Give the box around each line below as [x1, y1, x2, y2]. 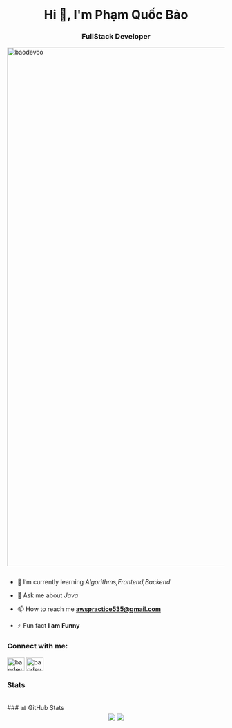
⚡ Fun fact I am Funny [17, 622, 81, 630]
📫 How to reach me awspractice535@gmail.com [17, 605, 161, 613]
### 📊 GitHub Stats [7, 704, 64, 712]
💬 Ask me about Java [17, 591, 79, 599]
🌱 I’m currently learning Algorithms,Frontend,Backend [17, 578, 171, 586]
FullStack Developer [81, 32, 151, 41]
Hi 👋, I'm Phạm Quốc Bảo [43, 7, 188, 23]
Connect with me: [7, 642, 68, 651]
